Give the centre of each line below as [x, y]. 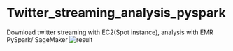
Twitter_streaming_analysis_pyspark [116, 13]
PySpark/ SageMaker [37, 39]
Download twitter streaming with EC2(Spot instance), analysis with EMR [110, 32]
